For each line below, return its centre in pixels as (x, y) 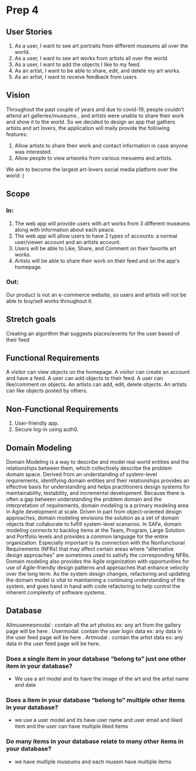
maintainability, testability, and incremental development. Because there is (95, 493)
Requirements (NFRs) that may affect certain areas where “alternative (90, 549)
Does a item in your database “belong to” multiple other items (96, 700)
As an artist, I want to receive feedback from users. (76, 77)
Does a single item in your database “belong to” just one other (96, 659)
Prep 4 (23, 10)
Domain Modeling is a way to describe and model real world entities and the (97, 462)
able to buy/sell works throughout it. (49, 301)
